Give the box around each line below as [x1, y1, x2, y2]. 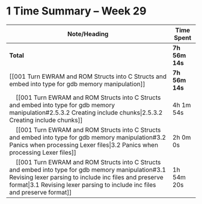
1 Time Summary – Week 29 [6, 4, 147, 18]
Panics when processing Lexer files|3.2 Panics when [9, 140, 158, 149]
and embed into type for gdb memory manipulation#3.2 [9, 133, 167, 141]
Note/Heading [67, 29, 109, 38]
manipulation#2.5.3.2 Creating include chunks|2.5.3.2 [9, 108, 163, 117]
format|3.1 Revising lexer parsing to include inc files [9, 181, 156, 189]
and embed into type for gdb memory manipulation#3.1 [9, 165, 167, 174]
